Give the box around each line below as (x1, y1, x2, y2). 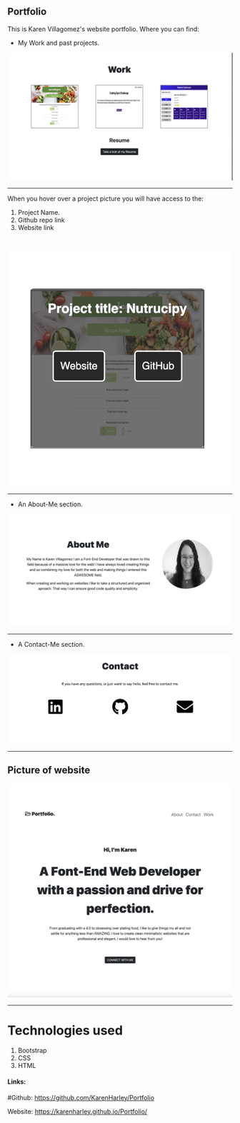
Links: (7, 1077, 26, 1086)
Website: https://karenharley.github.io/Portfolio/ (7, 1107, 148, 1116)
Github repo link (17, 216, 66, 224)
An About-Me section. (17, 500, 84, 509)
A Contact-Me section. (17, 640, 85, 649)
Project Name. (17, 208, 61, 217)
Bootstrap (17, 1046, 47, 1054)
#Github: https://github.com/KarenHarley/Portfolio (7, 1093, 155, 1102)
